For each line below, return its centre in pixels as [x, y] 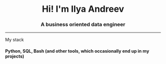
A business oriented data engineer [83, 25]
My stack [15, 40]
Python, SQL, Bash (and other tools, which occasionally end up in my [77, 51]
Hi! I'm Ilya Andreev [83, 9]
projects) [15, 56]
